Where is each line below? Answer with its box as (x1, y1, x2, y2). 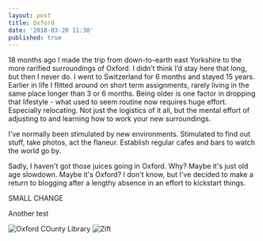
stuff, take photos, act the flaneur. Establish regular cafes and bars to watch (8, 137, 256, 147)
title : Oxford (8, 19, 55, 27)
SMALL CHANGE (8, 194, 63, 203)
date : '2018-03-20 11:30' (8, 26, 93, 34)
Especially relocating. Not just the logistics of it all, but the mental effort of (8, 106, 250, 115)
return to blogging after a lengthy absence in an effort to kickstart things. (8, 179, 246, 188)
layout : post (8, 11, 51, 20)
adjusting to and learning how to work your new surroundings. (8, 114, 212, 123)
